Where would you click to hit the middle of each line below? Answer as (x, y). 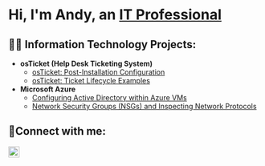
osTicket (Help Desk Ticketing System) (86, 63)
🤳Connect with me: (57, 131)
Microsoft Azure (48, 89)
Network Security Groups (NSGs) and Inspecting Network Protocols (144, 106)
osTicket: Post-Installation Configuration (98, 72)
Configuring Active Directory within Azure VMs (109, 97)
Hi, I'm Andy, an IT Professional (115, 15)
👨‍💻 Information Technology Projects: (102, 45)
